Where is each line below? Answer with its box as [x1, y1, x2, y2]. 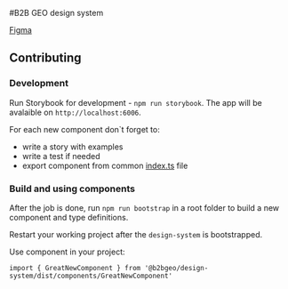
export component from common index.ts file [21, 160, 188, 171]
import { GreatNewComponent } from [9, 263, 141, 272]
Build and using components [9, 182, 136, 195]
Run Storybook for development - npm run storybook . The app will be [9, 97, 262, 108]
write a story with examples [21, 141, 124, 152]
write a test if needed [21, 150, 100, 161]
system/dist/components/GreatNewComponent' [9, 271, 173, 280]
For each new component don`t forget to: [9, 124, 160, 134]
